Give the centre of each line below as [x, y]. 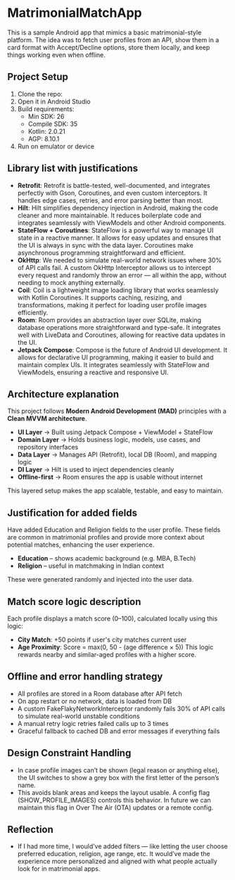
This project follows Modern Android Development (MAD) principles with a [117, 411]
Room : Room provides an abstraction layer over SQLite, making [109, 320]
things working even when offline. [56, 55]
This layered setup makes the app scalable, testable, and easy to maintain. [115, 491]
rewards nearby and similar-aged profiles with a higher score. [107, 655]
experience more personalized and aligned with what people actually [118, 861]
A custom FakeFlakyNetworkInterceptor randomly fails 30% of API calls [121, 708]
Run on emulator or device [56, 146]
